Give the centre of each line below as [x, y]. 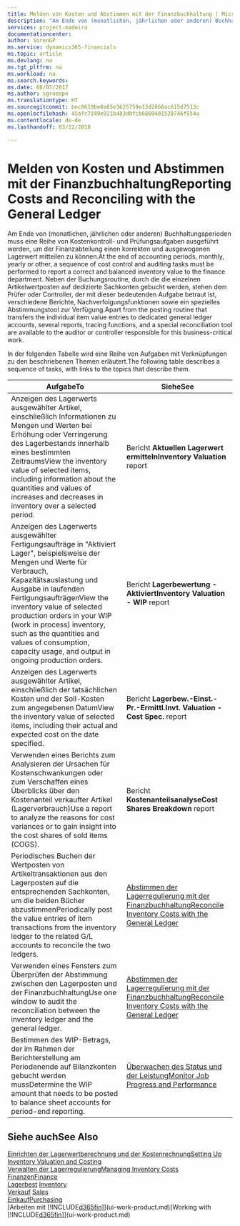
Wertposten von [38, 865]
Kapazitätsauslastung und [55, 580]
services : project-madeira [47, 27]
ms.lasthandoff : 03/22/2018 [49, 127]
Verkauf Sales [28, 1192]
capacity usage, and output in [61, 652]
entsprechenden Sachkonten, [60, 892]
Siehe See [177, 387]
